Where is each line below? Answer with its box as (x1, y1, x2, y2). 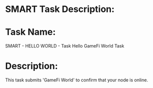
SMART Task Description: (5, 3, 115, 15)
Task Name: (5, 26, 56, 38)
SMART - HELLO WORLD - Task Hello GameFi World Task (5, 43, 124, 49)
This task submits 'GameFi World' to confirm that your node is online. (5, 77, 148, 83)
